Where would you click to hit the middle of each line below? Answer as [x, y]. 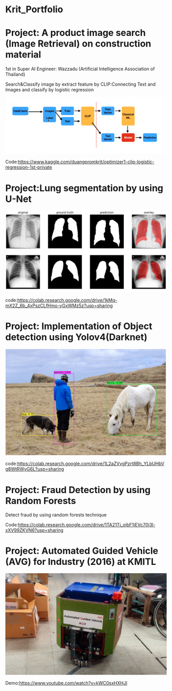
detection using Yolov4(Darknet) [76, 337]
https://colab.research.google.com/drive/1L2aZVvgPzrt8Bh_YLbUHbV [91, 464]
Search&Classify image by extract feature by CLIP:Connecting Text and [81, 84]
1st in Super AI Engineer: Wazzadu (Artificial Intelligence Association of [80, 69]
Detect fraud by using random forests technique [56, 515]
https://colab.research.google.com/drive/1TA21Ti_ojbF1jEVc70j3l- [87, 525]
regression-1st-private [29, 167]
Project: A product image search [76, 33]
